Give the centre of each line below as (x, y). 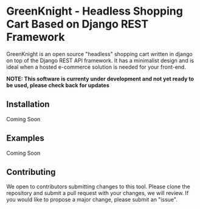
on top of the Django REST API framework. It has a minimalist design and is (100, 60)
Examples (25, 138)
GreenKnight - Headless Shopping (95, 11)
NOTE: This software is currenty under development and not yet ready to (100, 79)
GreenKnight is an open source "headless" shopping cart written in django (99, 54)
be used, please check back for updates (58, 85)
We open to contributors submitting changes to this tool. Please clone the (98, 186)
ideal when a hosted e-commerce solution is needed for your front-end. (96, 67)
